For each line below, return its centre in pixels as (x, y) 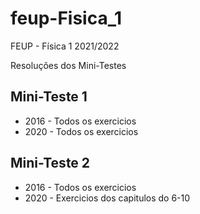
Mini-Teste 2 (50, 163)
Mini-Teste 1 (49, 97)
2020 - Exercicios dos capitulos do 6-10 (107, 198)
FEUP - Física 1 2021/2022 (65, 46)
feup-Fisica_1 (66, 18)
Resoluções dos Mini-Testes (68, 65)
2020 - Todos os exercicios (81, 131)
